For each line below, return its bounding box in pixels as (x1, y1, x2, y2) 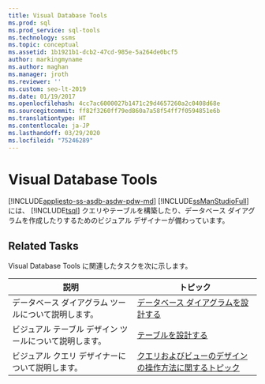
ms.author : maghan (8, 63, 69, 71)
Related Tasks (8, 239, 79, 253)
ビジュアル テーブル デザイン (12, 324, 118, 335)
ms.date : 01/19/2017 (8, 92, 77, 100)
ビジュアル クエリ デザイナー (12, 351, 118, 362)
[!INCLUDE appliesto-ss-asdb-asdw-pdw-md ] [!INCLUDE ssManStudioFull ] (8, 197, 250, 206)
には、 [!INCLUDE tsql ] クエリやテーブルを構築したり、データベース (8, 206, 226, 216)
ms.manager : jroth (8, 70, 69, 78)
